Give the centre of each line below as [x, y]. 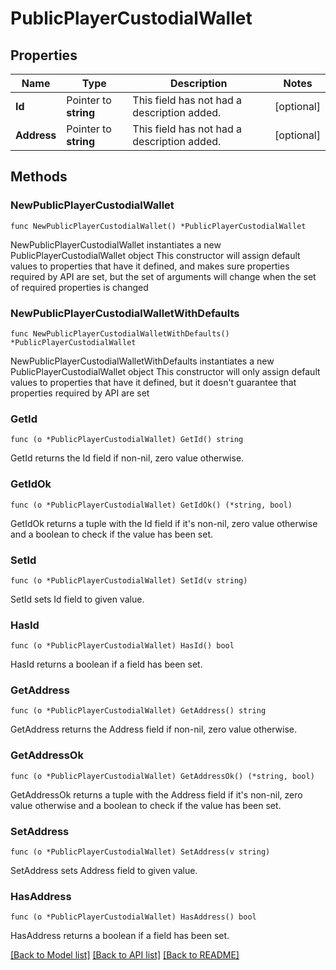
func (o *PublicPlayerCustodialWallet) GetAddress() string [138, 711]
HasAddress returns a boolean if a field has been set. [120, 936]
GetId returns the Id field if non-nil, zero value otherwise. [127, 458]
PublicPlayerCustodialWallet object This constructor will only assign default [165, 371]
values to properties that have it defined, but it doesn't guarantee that [153, 382]
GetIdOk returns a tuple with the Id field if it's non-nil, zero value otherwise [164, 523]
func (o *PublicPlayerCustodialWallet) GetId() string [127, 440]
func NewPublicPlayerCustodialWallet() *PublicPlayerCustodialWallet [158, 226]
